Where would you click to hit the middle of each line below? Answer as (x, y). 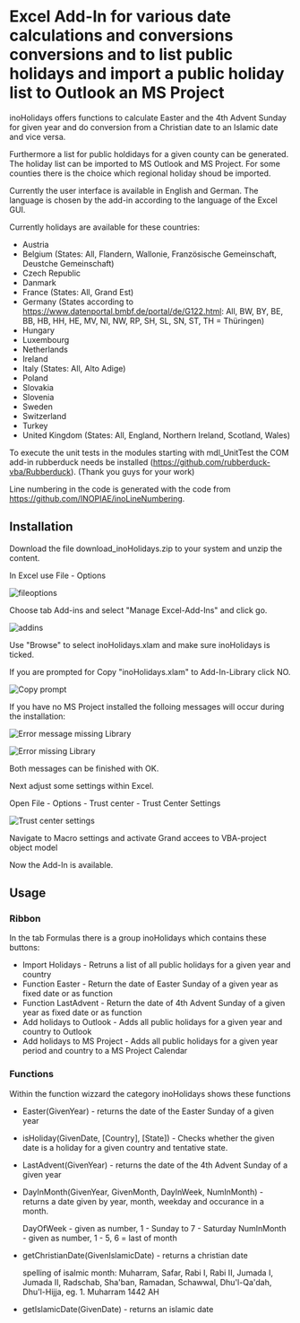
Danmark (39, 282)
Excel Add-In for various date (120, 17)
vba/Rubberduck (40, 471)
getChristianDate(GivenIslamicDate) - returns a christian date (135, 1255)
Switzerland (44, 416)
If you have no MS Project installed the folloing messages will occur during (147, 706)
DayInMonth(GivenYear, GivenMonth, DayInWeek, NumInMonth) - (143, 1192)
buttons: (25, 948)
